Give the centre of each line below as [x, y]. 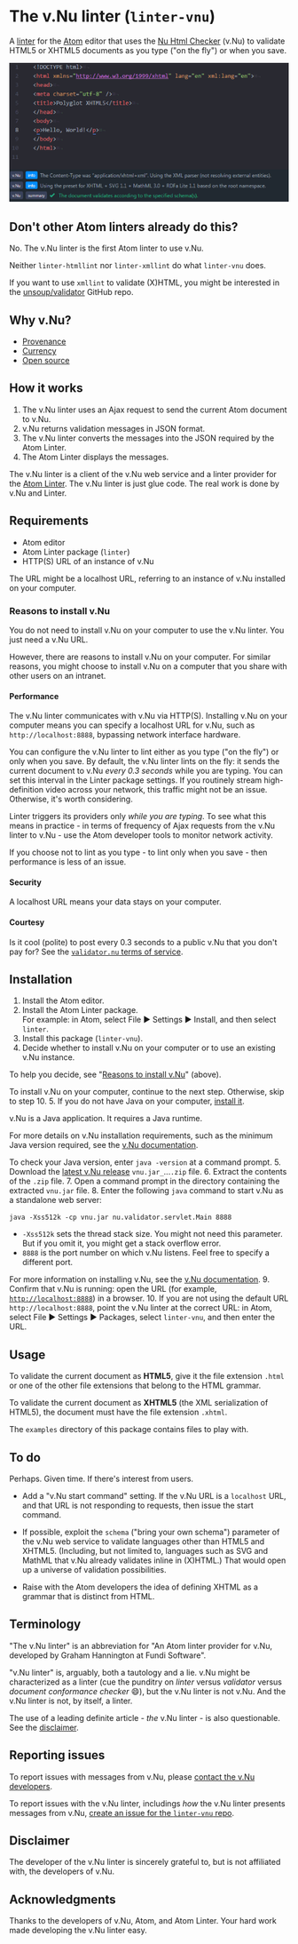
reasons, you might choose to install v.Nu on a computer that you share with [149, 666]
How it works [46, 388]
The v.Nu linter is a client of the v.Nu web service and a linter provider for [143, 474]
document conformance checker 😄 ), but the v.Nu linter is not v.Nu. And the [148, 1691]
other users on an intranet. [58, 675]
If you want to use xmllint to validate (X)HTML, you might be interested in [145, 283]
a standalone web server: [55, 1200]
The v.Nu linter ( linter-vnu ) [112, 16]
